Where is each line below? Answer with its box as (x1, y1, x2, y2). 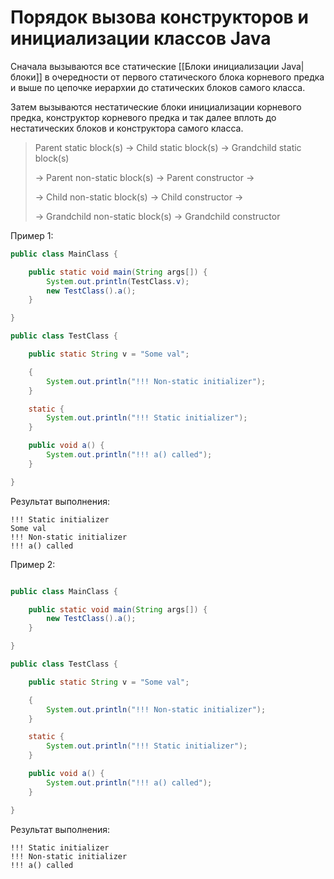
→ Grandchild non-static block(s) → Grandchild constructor (34, 210, 281, 222)
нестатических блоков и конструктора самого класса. (10, 122, 244, 134)
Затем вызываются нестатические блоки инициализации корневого (10, 101, 302, 113)
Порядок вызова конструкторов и (10, 6, 309, 29)
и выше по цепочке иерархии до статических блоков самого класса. (10, 81, 306, 93)
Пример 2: (10, 558, 56, 570)
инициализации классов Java (10, 27, 272, 50)
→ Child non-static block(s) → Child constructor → (34, 191, 244, 203)
